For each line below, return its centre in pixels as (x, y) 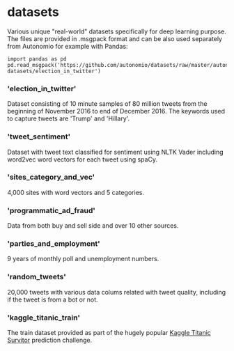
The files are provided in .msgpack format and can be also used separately (115, 38)
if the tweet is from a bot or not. (53, 299)
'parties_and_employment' (54, 244)
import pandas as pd (37, 59)
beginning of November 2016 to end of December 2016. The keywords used (116, 111)
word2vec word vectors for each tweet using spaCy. (83, 159)
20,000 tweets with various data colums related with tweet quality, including (117, 292)
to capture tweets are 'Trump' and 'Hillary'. (69, 118)
